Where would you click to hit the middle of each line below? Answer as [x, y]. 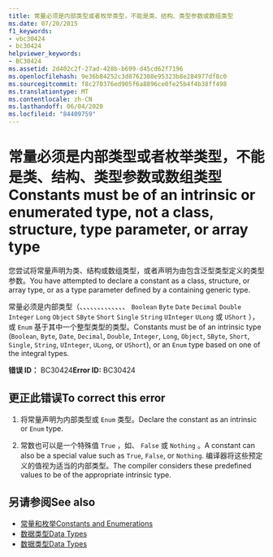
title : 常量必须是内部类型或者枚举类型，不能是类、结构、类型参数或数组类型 [121, 16]
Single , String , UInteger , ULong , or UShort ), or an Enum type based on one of [134, 344]
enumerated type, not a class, [111, 213]
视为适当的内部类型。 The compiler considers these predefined [147, 465]
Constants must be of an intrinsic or [132, 195]
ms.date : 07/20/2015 [43, 24]
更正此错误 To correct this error [87, 398]
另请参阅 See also [52, 502]
